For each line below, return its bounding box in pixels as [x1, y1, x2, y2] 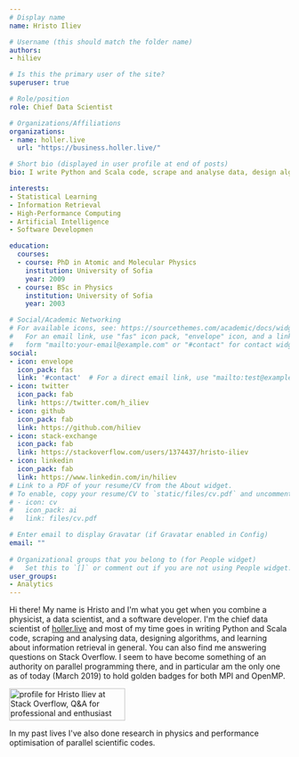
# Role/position [9, 94, 69, 103]
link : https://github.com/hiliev [17, 423, 141, 432]
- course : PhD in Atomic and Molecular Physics [17, 258, 198, 267]
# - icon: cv [9, 498, 58, 507]
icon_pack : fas [17, 365, 74, 374]
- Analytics [9, 580, 53, 589]
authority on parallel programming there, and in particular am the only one [9, 661, 280, 672]
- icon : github [9, 406, 66, 415]
